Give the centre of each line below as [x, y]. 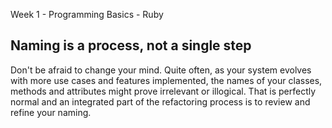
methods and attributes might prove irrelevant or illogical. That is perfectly [163, 91]
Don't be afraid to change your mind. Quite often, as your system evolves [161, 70]
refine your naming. [51, 112]
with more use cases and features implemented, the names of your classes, [166, 80]
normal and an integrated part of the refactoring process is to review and [160, 101]
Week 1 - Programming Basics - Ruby [87, 14]
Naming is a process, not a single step [131, 45]
